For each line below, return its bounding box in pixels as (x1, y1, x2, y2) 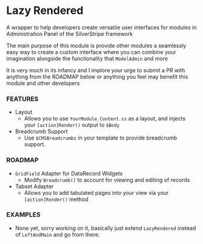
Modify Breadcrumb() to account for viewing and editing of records (24, 176, 190, 183)
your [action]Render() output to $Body (24, 121, 120, 129)
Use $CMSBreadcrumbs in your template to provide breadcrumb (24, 134, 178, 141)
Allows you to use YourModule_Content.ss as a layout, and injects (24, 115, 186, 122)
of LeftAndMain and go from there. (15, 231, 100, 238)
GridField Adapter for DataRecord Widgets (15, 169, 123, 177)
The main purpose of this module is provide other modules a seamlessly (6, 42, 187, 49)
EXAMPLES (6, 211, 41, 219)
